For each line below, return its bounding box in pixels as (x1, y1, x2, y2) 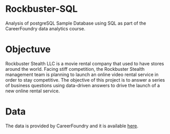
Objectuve (5, 44, 51, 55)
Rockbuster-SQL (5, 3, 78, 15)
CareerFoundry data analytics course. (5, 25, 86, 31)
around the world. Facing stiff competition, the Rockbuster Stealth (5, 66, 145, 72)
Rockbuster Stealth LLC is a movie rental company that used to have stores (5, 60, 164, 67)
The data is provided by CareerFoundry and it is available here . (5, 123, 139, 129)
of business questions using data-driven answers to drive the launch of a (5, 82, 160, 88)
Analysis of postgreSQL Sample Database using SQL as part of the (5, 20, 146, 26)
